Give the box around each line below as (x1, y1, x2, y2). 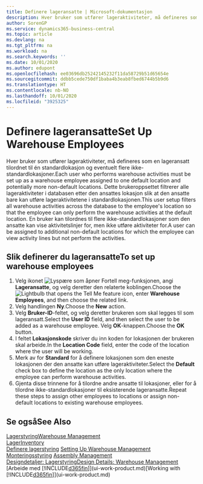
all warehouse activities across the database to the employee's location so (6, 202, 192, 209)
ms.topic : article (6, 31, 53, 37)
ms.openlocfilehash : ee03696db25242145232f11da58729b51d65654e (6, 71, 169, 77)
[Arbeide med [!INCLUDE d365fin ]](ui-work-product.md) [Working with (6, 465, 181, 472)
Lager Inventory (6, 439, 45, 447)
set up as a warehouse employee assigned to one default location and (6, 176, 181, 184)
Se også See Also (6, 416, 71, 427)
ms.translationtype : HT (6, 82, 66, 88)
